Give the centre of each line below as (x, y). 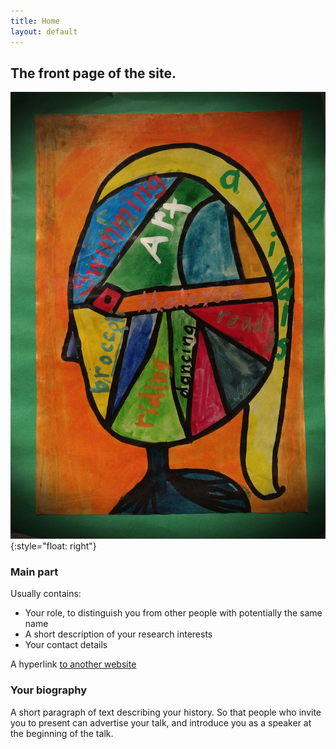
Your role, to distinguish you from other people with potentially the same (173, 613)
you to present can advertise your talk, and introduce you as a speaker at (161, 722)
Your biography (49, 690)
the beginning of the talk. (62, 733)
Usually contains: (46, 594)
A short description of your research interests (118, 634)
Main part (34, 572)
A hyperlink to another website (73, 664)
